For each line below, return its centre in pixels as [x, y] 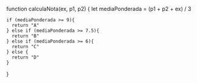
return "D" [26, 57]
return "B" [26, 36]
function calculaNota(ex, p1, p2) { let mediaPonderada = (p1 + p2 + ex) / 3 [99, 9]
